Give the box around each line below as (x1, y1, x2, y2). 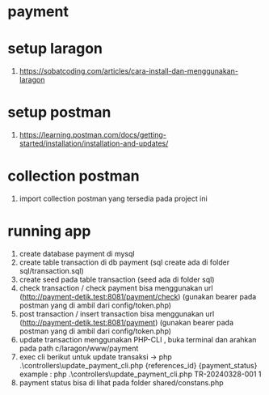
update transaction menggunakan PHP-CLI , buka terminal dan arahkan (19, 334, 257, 344)
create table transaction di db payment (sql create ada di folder (19, 257, 230, 267)
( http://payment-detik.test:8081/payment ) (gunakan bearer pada (19, 317, 234, 327)
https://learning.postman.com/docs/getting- (19, 130, 166, 140)
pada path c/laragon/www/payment (19, 343, 139, 353)
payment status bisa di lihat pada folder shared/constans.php (19, 377, 224, 387)
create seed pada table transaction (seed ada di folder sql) (19, 274, 215, 284)
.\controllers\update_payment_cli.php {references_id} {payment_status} (19, 360, 258, 370)
